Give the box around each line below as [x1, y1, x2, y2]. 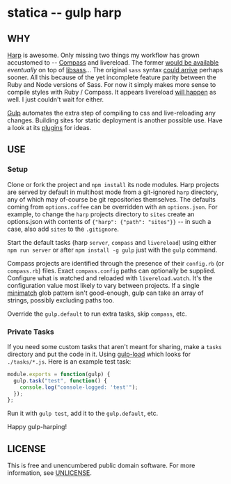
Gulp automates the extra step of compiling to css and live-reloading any [7, 109, 216, 117]
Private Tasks [7, 327, 54, 337]
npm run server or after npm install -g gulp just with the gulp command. [7, 245, 218, 254]
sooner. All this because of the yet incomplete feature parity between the [7, 73, 217, 81]
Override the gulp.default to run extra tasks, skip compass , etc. [7, 309, 187, 318]
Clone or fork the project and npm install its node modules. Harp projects [7, 180, 220, 188]
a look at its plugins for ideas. [7, 124, 92, 131]
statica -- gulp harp [7, 5, 122, 21]
